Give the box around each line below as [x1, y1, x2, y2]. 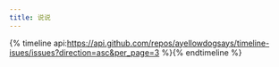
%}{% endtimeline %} [161, 46, 243, 58]
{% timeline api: [9, 38, 68, 48]
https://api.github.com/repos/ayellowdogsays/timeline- [66, 38, 270, 48]
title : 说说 [9, 13, 51, 22]
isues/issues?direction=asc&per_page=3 [9, 46, 160, 58]
